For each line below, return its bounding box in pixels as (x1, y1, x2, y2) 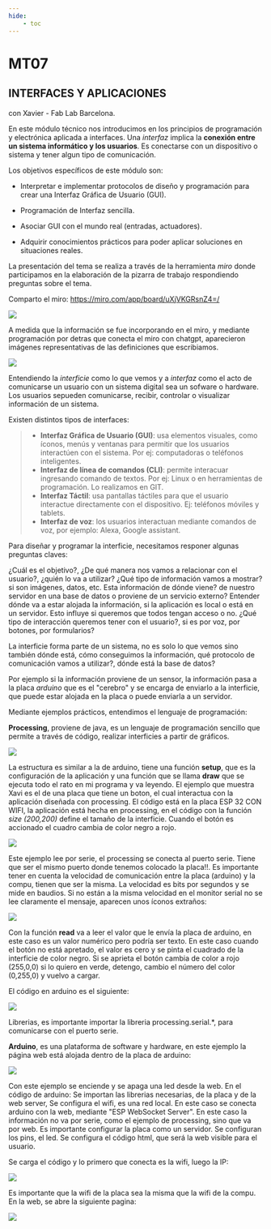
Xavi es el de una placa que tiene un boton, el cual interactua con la (8, 788, 234, 798)
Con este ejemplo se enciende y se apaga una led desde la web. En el (8, 1081, 242, 1090)
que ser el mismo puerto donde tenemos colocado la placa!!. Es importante (8, 862, 259, 871)
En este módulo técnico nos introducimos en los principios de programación (8, 123, 263, 134)
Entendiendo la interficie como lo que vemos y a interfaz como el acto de (8, 373, 252, 383)
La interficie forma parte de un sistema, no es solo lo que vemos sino (8, 641, 239, 651)
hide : (8, 11, 27, 20)
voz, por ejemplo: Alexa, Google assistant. (40, 525, 181, 535)
